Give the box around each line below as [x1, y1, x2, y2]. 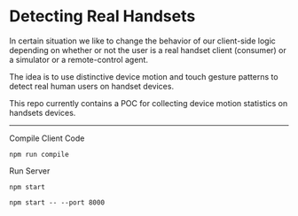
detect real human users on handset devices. [9, 81, 175, 91]
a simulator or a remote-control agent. [9, 54, 149, 65]
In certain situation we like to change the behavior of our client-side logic [9, 35, 277, 46]
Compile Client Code [9, 133, 85, 143]
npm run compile [9, 150, 69, 158]
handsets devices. [9, 107, 76, 118]
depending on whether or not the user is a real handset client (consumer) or [9, 44, 286, 55]
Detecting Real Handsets [9, 6, 196, 27]
